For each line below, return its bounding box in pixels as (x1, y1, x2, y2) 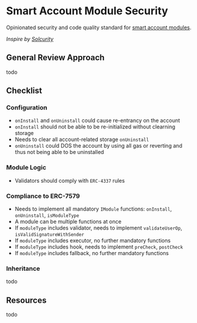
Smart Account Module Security (6, 4, 169, 18)
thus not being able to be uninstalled (14, 149, 104, 156)
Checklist (6, 86, 43, 96)
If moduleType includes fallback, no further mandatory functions (14, 250, 169, 257)
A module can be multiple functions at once (14, 218, 122, 225)
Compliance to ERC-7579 (6, 192, 80, 200)
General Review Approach (6, 52, 105, 63)
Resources (6, 295, 47, 305)
